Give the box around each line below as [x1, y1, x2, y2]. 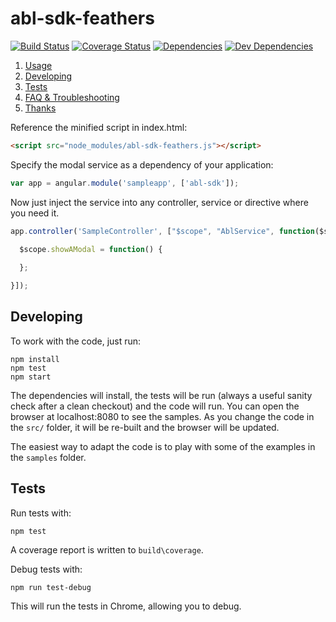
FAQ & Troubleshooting [24, 91, 120, 103]
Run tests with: [10, 507, 72, 519]
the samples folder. [10, 451, 87, 463]
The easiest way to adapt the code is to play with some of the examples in [10, 440, 316, 452]
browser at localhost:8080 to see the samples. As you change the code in [10, 410, 315, 422]
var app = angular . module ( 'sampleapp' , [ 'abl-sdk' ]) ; [10, 178, 240, 188]
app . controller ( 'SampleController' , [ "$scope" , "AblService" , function [10, 226, 315, 236]
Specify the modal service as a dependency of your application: [10, 158, 274, 171]
